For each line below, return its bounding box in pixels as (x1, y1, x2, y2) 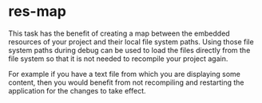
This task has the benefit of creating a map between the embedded (8, 29, 230, 38)
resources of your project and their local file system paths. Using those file (8, 36, 254, 46)
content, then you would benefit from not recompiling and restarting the (8, 78, 244, 87)
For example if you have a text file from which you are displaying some (8, 69, 241, 78)
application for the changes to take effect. (8, 86, 146, 95)
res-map (8, 2, 66, 21)
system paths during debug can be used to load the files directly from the (8, 45, 251, 55)
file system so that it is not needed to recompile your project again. (8, 54, 228, 63)
